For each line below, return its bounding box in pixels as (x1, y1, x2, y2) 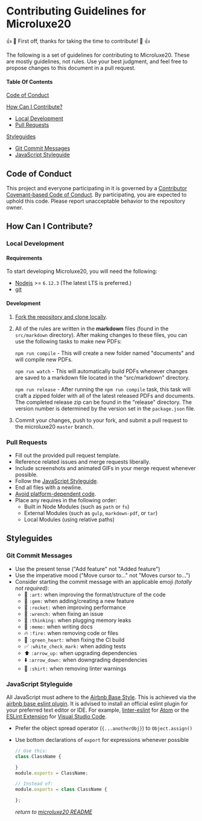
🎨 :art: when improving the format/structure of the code (24, 590, 166, 598)
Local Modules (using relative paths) (24, 516, 115, 523)
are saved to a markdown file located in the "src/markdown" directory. (14, 374, 190, 381)
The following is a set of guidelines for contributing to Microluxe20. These (6, 51, 190, 59)
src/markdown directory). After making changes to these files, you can (14, 331, 188, 339)
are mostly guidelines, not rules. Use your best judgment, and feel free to (6, 57, 188, 65)
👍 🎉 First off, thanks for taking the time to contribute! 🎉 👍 (6, 37, 150, 45)
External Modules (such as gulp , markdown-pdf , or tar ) (24, 509, 158, 517)
